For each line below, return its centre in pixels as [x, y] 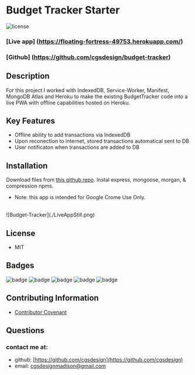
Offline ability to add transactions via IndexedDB [72, 135]
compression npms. [30, 186]
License [21, 233]
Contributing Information [53, 298]
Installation [27, 166]
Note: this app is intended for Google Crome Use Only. [80, 197]
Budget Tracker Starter [63, 10]
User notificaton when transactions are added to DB [77, 147]
